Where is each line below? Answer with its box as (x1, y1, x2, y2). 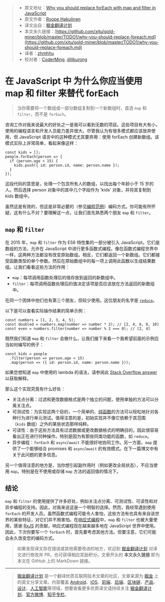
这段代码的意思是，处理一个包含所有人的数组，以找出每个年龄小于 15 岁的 (5, 181, 154, 187)
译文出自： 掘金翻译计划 (24, 22, 72, 28)
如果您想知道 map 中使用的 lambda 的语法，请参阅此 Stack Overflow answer (5, 369, 158, 375)
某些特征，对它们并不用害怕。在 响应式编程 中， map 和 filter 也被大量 (13, 516, 154, 522)
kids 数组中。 (5, 193, 32, 199)
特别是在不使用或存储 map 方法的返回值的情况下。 (21, 468, 121, 474)
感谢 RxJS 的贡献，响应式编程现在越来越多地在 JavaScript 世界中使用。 (13, 523, 158, 529)
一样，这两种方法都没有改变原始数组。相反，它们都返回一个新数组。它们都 (5, 252, 156, 257)
